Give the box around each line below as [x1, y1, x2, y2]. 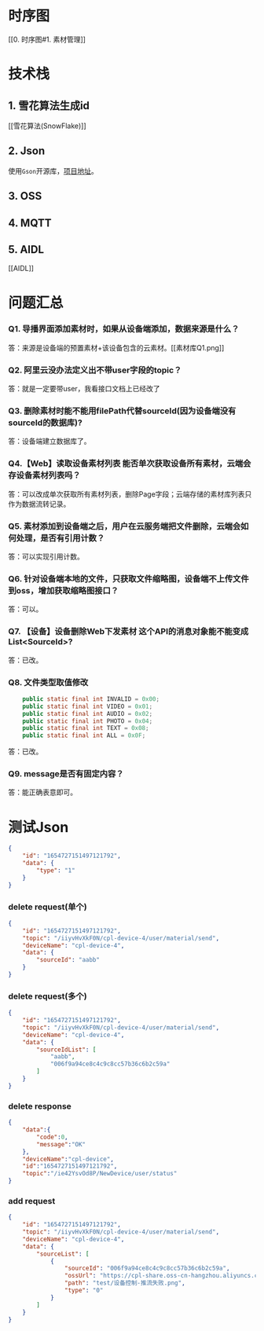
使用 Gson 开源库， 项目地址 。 [8, 166, 98, 175]
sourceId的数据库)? [8, 417, 82, 428]
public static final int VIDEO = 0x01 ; [22, 702, 153, 710]
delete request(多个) [8, 991, 88, 1002]
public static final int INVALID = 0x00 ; [22, 695, 159, 703]
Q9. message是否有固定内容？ [8, 768, 124, 779]
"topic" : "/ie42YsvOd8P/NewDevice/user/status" [22, 1170, 178, 1178]
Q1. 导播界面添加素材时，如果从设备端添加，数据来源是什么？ [8, 324, 240, 335]
